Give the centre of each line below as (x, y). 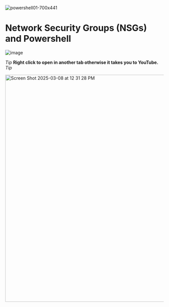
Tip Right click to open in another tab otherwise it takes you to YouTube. (82, 62)
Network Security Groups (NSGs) (76, 28)
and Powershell (38, 39)
